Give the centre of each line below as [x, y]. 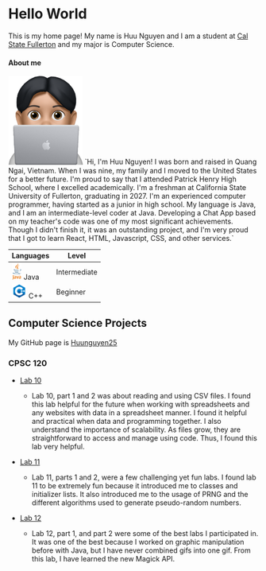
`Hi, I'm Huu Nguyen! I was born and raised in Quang [171, 162]
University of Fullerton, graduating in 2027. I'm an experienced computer [127, 196]
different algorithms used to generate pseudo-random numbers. [137, 503]
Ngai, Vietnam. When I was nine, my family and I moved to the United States [133, 170]
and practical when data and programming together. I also [127, 421]
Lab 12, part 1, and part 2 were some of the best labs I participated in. [145, 534]
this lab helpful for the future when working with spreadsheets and [141, 404]
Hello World [48, 14]
